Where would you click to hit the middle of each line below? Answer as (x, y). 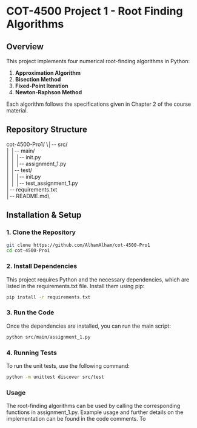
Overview (25, 47)
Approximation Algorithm (48, 73)
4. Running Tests (32, 353)
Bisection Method (38, 79)
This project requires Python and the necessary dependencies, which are (98, 279)
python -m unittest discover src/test (55, 377)
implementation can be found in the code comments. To (76, 419)
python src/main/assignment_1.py (48, 337)
